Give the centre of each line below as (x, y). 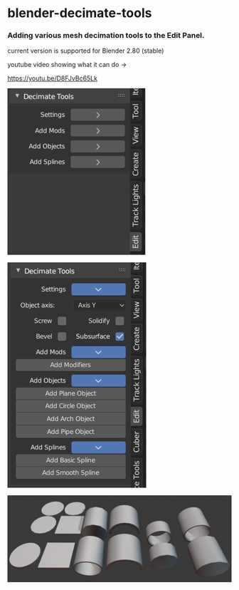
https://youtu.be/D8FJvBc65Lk (53, 78)
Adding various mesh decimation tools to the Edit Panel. (106, 36)
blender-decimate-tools (80, 13)
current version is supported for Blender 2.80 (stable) (86, 51)
